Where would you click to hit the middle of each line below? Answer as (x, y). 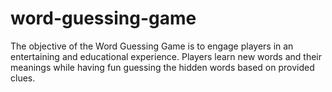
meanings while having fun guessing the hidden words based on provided (162, 67)
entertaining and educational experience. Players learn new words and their (166, 56)
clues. (23, 78)
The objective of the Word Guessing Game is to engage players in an (152, 46)
